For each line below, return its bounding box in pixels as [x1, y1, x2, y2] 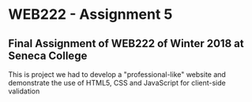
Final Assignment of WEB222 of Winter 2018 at [8, 37, 244, 50]
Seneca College [8, 49, 88, 62]
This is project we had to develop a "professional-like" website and [8, 70, 227, 79]
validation [8, 86, 40, 96]
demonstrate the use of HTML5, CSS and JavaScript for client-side [8, 78, 227, 87]
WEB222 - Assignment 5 [8, 5, 173, 24]
